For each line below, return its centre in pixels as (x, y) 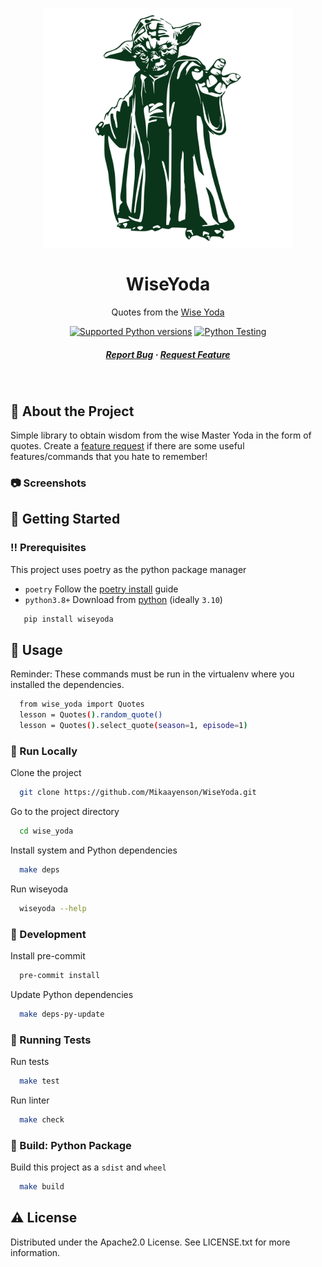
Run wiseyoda (39, 889)
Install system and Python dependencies (94, 850)
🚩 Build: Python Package (71, 1145)
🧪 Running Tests (51, 1040)
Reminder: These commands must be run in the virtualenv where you (152, 674)
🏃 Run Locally (44, 751)
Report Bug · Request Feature (168, 354)
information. (35, 1252)
